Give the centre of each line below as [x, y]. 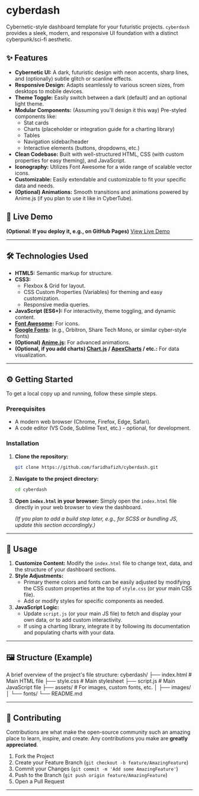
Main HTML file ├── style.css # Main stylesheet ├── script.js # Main [91, 681]
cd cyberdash [31, 490]
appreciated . [22, 744]
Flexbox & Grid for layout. [54, 286]
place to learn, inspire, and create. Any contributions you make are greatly [97, 738]
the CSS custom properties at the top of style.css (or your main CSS [108, 589]
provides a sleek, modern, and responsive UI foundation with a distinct [92, 33]
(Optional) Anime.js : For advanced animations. [72, 343]
